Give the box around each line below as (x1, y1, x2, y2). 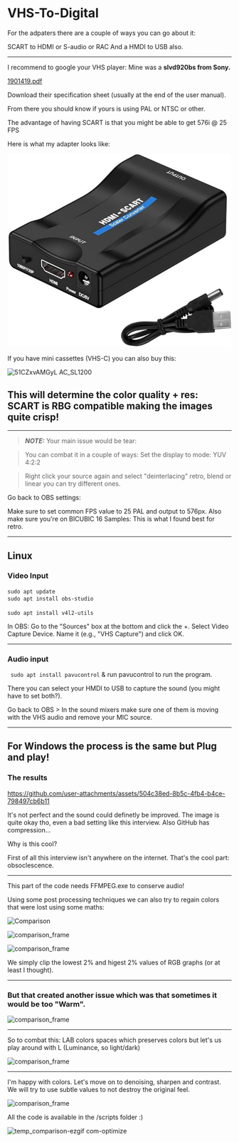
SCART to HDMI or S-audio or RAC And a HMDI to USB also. (7, 42, 184, 51)
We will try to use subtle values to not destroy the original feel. (7, 1086, 191, 1094)
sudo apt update (7, 588, 55, 595)
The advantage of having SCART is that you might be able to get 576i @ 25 (7, 118, 228, 126)
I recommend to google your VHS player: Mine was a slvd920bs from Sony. (7, 63, 231, 71)
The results (7, 773, 48, 782)
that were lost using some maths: (7, 902, 105, 911)
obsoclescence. (7, 861, 55, 870)
